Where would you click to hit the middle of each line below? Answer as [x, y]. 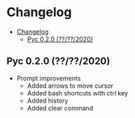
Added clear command [60, 108]
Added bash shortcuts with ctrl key [78, 93]
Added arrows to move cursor [70, 86]
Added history [48, 100]
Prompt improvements [49, 78]
